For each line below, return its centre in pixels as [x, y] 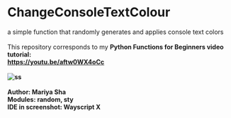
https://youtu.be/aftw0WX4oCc [56, 61]
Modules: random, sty [40, 99]
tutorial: [19, 54]
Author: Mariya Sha [36, 92]
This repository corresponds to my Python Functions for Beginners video [116, 47]
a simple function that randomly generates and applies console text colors [116, 32]
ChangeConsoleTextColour [89, 12]
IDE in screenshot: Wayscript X [54, 107]
